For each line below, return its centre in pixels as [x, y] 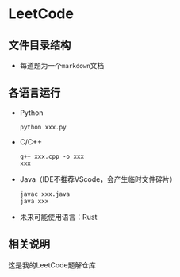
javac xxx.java [45, 194]
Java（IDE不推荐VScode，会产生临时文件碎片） [98, 179]
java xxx [34, 201]
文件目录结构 [40, 45]
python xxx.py [43, 127]
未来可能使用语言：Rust [58, 217]
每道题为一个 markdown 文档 [62, 65]
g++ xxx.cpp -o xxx [52, 156]
